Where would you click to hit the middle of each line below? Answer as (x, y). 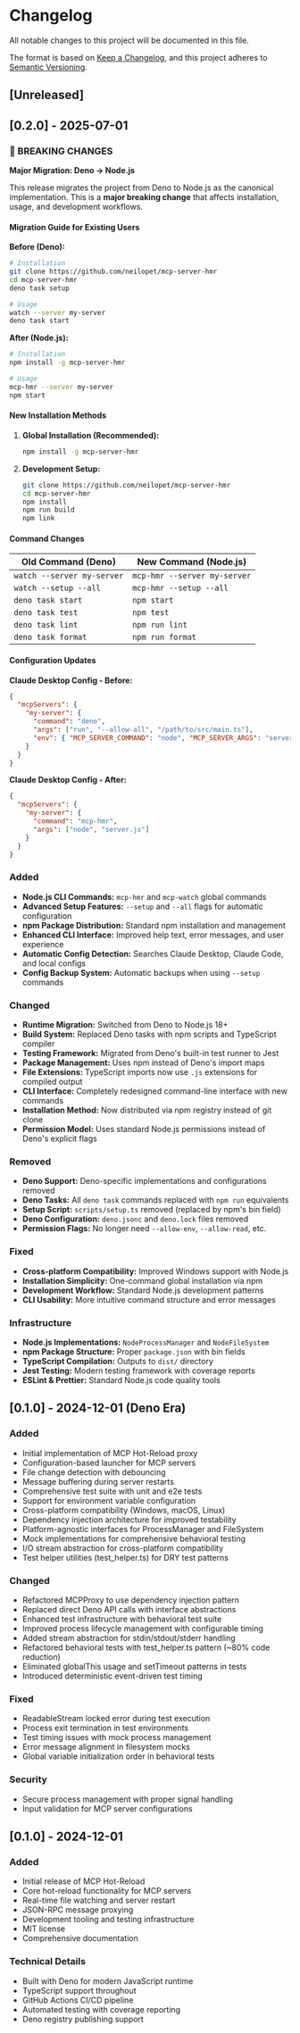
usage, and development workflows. (76, 207)
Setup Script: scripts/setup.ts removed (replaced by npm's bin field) (151, 1210)
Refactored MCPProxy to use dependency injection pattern (130, 1600)
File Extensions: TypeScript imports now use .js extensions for (139, 1072)
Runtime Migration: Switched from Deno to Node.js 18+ (125, 1025)
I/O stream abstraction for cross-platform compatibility (123, 1548)
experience (43, 944)
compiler (38, 1044)
